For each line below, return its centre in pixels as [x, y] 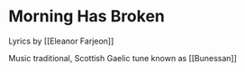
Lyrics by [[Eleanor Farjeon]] [61, 41]
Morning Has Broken [87, 16]
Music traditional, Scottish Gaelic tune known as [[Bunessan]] [123, 58]
